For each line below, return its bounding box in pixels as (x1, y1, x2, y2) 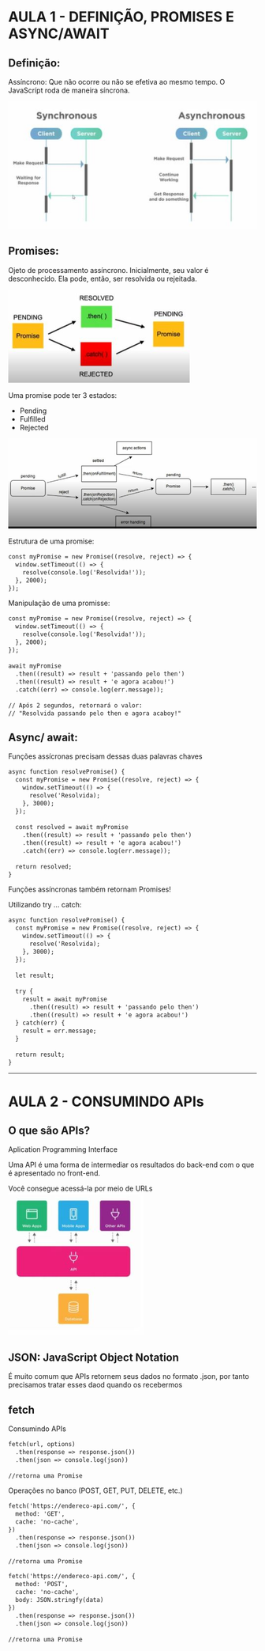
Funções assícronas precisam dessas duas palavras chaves (8, 752, 203, 761)
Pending (19, 406, 47, 415)
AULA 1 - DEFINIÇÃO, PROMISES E (8, 8, 234, 26)
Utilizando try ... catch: (8, 900, 82, 910)
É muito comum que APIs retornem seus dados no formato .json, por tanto (8, 1372, 250, 1381)
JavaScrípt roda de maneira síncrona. (8, 85, 130, 95)
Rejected (19, 422, 49, 432)
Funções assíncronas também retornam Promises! (8, 884, 171, 894)
